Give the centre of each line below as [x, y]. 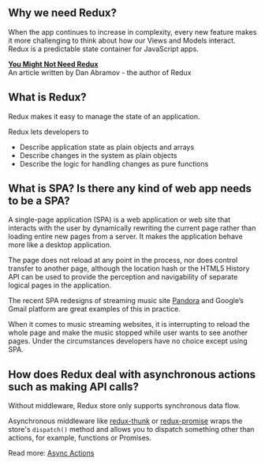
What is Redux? [47, 97]
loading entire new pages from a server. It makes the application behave [125, 237]
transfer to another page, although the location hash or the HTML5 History [129, 268]
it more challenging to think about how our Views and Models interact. [122, 40]
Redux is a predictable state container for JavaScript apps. [103, 49]
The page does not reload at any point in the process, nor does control [123, 261]
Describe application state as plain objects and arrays [107, 147]
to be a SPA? [39, 201]
